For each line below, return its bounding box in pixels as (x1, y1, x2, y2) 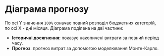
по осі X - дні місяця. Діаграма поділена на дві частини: (4, 25, 123, 31)
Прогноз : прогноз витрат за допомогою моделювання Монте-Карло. (11, 45, 159, 51)
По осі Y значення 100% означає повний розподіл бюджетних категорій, (4, 20, 157, 26)
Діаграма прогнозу (4, 3, 89, 15)
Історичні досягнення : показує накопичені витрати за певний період (11, 35, 159, 41)
